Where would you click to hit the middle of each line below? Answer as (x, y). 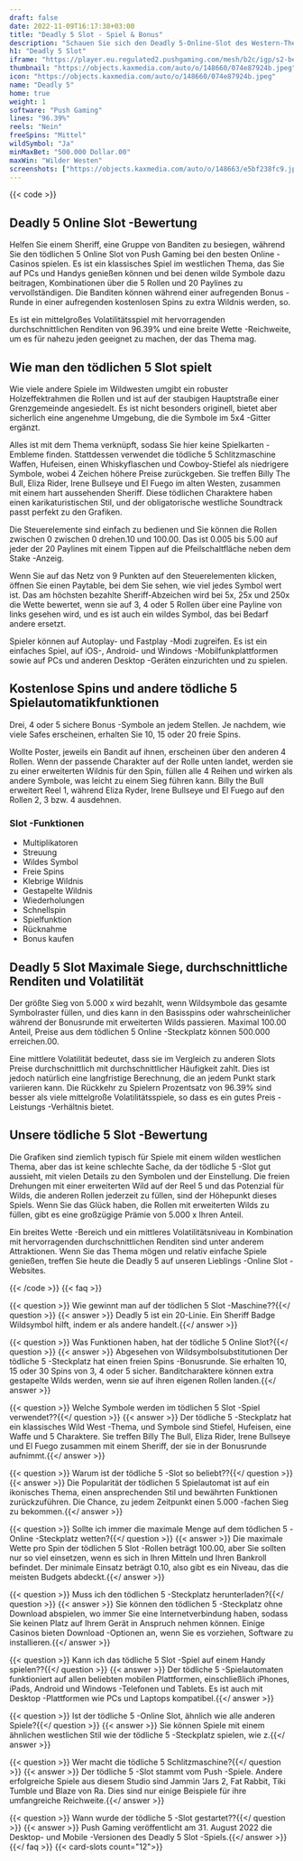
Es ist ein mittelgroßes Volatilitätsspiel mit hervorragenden (117, 320)
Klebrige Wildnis (53, 881)
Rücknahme (45, 929)
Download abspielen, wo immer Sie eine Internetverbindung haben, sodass (149, 1614)
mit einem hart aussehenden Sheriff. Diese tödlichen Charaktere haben (141, 493)
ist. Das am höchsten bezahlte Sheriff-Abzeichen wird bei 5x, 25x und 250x (150, 595)
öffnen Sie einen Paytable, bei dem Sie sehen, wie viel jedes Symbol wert (146, 585)
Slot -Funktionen (47, 823)
